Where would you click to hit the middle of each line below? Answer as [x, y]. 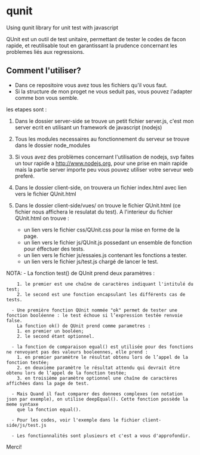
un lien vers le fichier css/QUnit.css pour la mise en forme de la [102, 230]
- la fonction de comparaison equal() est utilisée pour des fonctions [103, 347]
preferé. [24, 176]
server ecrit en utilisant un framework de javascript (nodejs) [88, 127]
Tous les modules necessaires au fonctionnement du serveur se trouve [102, 139]
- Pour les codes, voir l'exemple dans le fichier [76, 420]
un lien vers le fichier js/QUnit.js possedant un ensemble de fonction [108, 242]
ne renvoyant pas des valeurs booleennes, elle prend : [77, 352]
